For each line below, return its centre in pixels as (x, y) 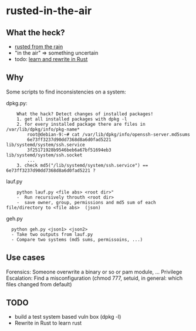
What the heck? (36, 33)
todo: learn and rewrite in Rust (51, 59)
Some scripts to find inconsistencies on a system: (66, 92)
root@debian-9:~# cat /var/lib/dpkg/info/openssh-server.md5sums (109, 134)
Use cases (26, 258)
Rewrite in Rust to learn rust (48, 323)
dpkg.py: (17, 103)
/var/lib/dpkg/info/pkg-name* (43, 129)
